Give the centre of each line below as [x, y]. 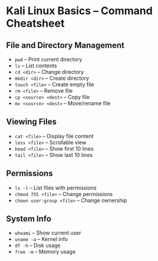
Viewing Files [32, 122]
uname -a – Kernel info [41, 239]
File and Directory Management [65, 45]
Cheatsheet [35, 23]
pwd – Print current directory [48, 59]
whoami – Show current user [48, 233]
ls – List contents [36, 66]
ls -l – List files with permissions [55, 188]
